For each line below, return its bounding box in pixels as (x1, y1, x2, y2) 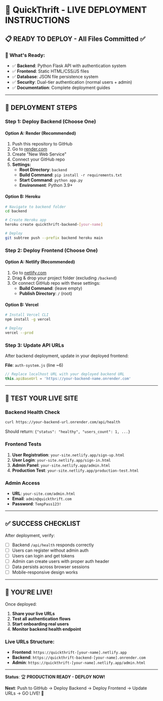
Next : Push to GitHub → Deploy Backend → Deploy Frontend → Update (5, 685, 147, 691)
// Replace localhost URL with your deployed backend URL (5, 372, 125, 377)
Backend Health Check (5, 409, 60, 415)
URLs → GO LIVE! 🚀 (5, 690, 44, 696)
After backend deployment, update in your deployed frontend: (5, 353, 129, 359)
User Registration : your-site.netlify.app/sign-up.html (12, 452, 125, 458)
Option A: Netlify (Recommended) (5, 259, 75, 265)
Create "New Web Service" (12, 151, 67, 157)
